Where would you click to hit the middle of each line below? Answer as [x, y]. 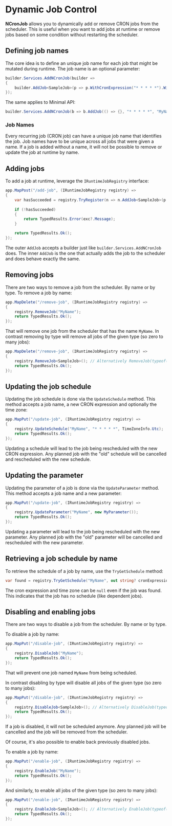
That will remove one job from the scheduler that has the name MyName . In [82, 331]
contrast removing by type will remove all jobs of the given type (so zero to [84, 337]
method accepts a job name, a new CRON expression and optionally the [81, 404]
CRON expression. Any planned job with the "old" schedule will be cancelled [86, 454]
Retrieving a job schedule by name [61, 559]
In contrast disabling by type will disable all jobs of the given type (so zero [83, 683]
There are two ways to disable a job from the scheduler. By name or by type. [86, 624]
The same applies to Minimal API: [40, 102]
